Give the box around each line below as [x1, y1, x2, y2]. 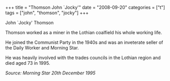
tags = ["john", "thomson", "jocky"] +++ [5, 10, 89, 16]
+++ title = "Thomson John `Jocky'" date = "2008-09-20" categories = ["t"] [5, 5, 165, 10]
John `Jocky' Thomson [5, 20, 54, 25]
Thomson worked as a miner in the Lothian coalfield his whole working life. [5, 30, 162, 35]
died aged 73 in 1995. [5, 60, 50, 66]
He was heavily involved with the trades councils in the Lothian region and [5, 55, 161, 61]
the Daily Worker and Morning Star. [5, 45, 79, 50]
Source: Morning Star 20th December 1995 [5, 70, 96, 76]
